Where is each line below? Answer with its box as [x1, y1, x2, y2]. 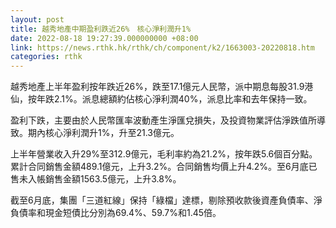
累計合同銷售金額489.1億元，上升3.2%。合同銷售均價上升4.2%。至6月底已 [10, 161, 318, 173]
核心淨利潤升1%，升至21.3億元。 [44, 127, 180, 139]
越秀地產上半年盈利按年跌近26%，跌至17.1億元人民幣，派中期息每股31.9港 [10, 81, 314, 93]
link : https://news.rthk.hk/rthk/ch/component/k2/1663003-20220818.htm [10, 42, 315, 53]
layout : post [10, 14, 65, 25]
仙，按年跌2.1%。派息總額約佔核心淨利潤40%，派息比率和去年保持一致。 [10, 93, 313, 105]
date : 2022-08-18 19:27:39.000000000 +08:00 [10, 33, 199, 43]
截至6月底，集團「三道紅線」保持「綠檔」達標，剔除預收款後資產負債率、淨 [10, 194, 323, 206]
